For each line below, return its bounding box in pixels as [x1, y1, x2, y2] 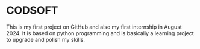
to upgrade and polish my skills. [6, 36, 86, 43]
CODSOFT [6, 4, 58, 17]
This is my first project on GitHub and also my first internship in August [6, 23, 182, 30]
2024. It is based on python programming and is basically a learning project [6, 29, 194, 36]
